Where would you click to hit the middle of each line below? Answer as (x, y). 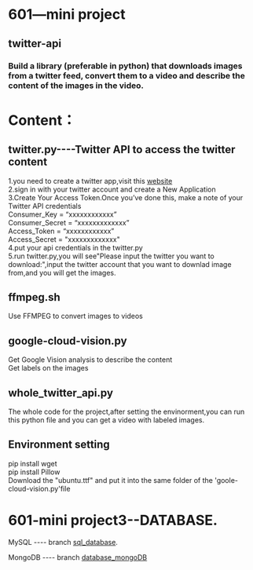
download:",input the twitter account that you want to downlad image (120, 264)
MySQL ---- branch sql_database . (63, 542)
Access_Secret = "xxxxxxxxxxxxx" (64, 239)
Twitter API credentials (45, 206)
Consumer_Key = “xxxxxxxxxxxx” (62, 214)
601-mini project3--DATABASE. (113, 520)
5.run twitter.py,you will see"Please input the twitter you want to (111, 256)
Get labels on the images (48, 368)
